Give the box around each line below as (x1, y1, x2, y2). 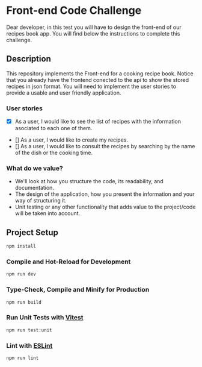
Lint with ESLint (6, 341, 53, 350)
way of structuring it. (14, 197, 67, 204)
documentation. (14, 184, 54, 192)
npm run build (6, 299, 42, 305)
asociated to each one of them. (14, 125, 93, 132)
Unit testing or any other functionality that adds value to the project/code (14, 203, 196, 211)
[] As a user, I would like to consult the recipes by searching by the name (14, 143, 195, 150)
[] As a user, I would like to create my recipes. (14, 136, 128, 143)
